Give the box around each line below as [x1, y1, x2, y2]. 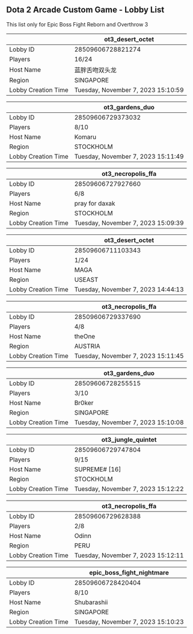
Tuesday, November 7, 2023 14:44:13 [74, 285, 185, 293]
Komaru [74, 132, 97, 141]
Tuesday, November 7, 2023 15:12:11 [74, 551, 185, 559]
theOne [74, 332, 96, 340]
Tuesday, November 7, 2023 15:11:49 [74, 152, 185, 160]
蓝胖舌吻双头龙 [74, 66, 117, 74]
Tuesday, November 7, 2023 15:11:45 [74, 352, 185, 360]
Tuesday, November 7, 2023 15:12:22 [74, 484, 185, 493]
